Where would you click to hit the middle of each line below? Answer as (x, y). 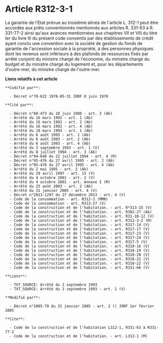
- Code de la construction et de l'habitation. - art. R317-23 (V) (80, 233)
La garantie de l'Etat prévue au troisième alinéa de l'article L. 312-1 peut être (82, 23)
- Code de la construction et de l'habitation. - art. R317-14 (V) (80, 225)
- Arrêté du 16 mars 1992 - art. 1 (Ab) (51, 118)
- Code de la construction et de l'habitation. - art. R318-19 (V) (80, 251)
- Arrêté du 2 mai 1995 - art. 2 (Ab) (49, 169)
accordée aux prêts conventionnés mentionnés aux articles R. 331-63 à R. (80, 27)
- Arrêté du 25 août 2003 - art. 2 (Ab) (51, 186)
